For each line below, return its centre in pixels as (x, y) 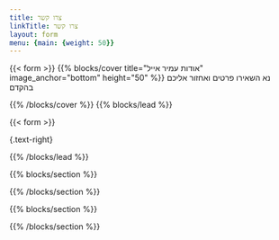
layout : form (34, 34)
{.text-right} (31, 139)
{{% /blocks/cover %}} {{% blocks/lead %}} (91, 105)
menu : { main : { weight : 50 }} (62, 43)
